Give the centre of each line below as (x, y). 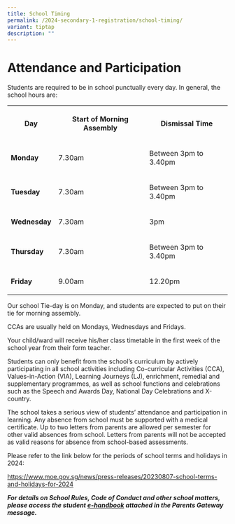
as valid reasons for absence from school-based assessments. (98, 442)
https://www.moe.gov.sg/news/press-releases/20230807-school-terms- (113, 477)
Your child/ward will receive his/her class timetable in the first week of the (114, 340)
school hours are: (33, 95)
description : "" (31, 33)
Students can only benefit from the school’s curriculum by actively (103, 361)
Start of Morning (101, 119)
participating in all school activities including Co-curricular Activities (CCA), (116, 369)
